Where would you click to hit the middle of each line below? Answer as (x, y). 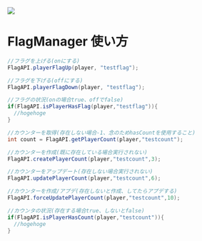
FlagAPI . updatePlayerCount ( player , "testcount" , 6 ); (84, 178)
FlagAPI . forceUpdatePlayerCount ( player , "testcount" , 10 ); (94, 198)
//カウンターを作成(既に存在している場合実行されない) (77, 152)
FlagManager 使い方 (68, 42)
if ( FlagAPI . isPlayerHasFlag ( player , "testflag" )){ (83, 107)
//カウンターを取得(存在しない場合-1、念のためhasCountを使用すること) (102, 133)
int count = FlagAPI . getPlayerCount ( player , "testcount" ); (95, 139)
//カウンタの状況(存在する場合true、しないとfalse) (76, 210)
